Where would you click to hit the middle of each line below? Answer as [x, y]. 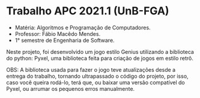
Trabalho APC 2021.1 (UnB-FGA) [88, 11]
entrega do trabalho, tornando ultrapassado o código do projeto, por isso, [97, 76]
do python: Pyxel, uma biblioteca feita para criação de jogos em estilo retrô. [100, 58]
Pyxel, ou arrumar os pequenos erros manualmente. [71, 88]
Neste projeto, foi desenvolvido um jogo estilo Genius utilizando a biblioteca [100, 51]
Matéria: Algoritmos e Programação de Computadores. [83, 27]
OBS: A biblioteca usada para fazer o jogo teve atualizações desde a [91, 69]
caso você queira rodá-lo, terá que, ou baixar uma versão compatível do [95, 82]
